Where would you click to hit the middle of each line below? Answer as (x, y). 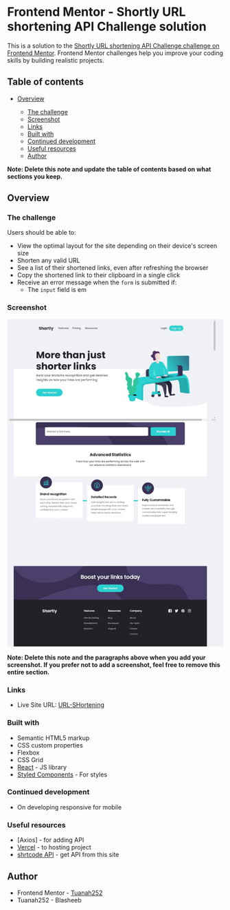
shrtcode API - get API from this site (68, 855)
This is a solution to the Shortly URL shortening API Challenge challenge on (113, 45)
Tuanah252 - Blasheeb (49, 900)
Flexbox (28, 752)
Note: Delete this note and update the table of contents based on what (109, 169)
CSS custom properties (50, 745)
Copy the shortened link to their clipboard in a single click (99, 275)
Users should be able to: (42, 233)
